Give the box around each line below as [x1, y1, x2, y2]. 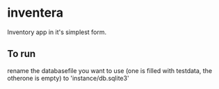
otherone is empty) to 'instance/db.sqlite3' [7, 74, 130, 82]
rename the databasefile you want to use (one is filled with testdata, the [7, 66, 213, 74]
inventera [7, 5, 64, 21]
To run [7, 48, 36, 60]
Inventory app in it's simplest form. [7, 28, 107, 36]
